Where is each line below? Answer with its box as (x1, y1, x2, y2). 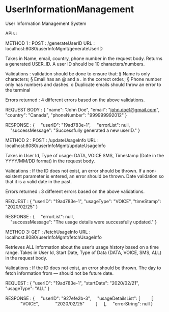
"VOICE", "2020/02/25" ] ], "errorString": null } (20, 300, 153, 306)
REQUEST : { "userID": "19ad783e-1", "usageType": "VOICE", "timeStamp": (5, 198, 161, 204)
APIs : (5, 30, 18, 36)
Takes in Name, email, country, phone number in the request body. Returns (5, 55, 163, 62)
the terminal (5, 87, 31, 93)
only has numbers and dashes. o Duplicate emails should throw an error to (5, 81, 161, 88)
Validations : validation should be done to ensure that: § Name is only (5, 70, 150, 77)
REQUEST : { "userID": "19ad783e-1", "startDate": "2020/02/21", (5, 280, 139, 286)
